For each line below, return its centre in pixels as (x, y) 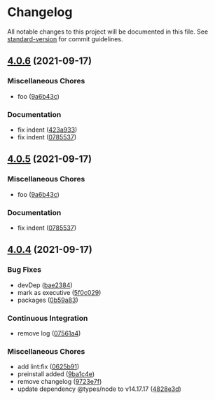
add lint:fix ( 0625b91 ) (48, 367)
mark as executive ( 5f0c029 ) (59, 292)
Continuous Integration (48, 318)
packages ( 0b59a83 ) (48, 300)
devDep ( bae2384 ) (45, 285)
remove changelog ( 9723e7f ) (60, 382)
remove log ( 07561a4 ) (49, 333)
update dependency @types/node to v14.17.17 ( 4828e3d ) (99, 389)
